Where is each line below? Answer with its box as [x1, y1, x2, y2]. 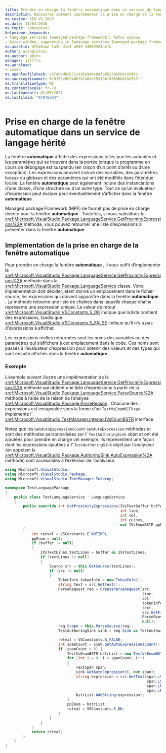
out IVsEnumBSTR [120, 522, 154, 527]
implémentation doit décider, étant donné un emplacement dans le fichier [5, 288, 155, 294]
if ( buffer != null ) [31, 541, 74, 546]
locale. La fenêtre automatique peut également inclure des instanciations [5, 180, 155, 186]
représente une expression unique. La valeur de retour [5, 304, 116, 310]
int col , [120, 513, 138, 518]
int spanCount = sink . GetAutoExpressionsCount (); [58, 642, 163, 647]
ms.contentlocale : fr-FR [5, 85, 56, 91]
